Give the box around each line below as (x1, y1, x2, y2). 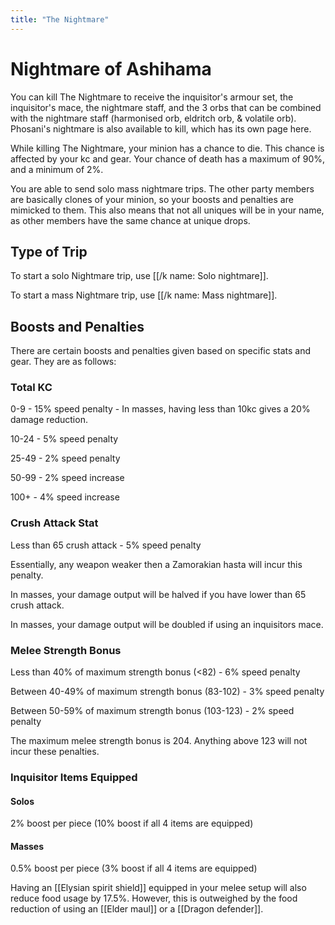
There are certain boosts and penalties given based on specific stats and (10, 345, 312, 357)
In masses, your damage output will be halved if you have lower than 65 (10, 588, 307, 600)
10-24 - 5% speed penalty (10, 433, 119, 445)
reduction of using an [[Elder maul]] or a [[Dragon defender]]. (10, 903, 264, 915)
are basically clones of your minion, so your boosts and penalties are (10, 193, 294, 205)
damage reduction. (10, 414, 88, 426)
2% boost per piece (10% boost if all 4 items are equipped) (10, 817, 254, 830)
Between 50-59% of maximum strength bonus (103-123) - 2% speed (10, 705, 295, 717)
